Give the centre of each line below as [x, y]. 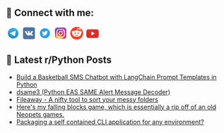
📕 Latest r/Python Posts [59, 60]
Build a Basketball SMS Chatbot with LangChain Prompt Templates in [116, 77]
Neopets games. [40, 114]
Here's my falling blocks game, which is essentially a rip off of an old [116, 107]
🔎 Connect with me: [50, 13]
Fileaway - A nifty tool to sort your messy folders [87, 99]
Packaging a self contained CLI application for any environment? [110, 122]
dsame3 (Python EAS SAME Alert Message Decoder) [93, 91]
